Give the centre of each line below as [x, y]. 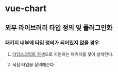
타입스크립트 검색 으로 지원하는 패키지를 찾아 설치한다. [63, 54]
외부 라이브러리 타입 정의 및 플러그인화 [59, 27]
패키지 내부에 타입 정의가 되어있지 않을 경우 [52, 43]
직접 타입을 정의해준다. [34, 64]
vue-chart [26, 9]
